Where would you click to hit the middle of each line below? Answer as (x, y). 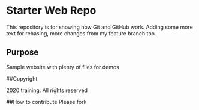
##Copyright (22, 78)
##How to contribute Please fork (46, 102)
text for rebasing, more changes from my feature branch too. (81, 33)
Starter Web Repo (51, 11)
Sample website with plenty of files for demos (63, 67)
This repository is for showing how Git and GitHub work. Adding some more (99, 27)
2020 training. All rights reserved (47, 90)
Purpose (22, 53)
